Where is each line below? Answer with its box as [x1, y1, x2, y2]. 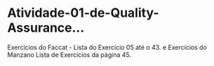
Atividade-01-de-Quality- [7, 5, 159, 21]
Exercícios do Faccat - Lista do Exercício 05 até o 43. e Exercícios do [7, 43, 207, 51]
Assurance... [7, 20, 85, 36]
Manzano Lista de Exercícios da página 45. [7, 51, 132, 59]
